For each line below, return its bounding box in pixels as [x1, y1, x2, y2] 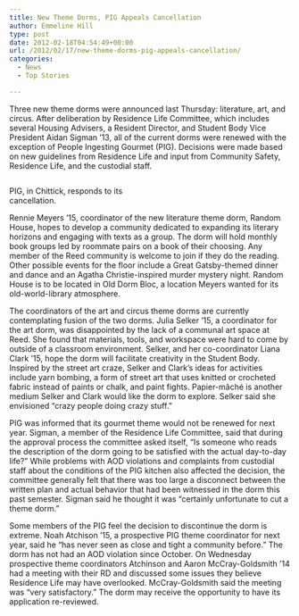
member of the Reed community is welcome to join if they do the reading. [9, 250, 279, 261]
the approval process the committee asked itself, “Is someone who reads [9, 437, 278, 447]
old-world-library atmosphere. [9, 287, 120, 299]
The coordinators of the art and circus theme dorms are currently [9, 305, 250, 316]
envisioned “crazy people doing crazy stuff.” [9, 400, 172, 411]
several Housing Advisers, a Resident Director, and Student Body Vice [9, 122, 267, 133]
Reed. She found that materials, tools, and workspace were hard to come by [9, 334, 288, 345]
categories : [9, 54, 54, 63]
